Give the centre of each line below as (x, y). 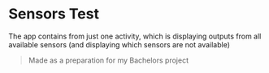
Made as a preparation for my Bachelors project (108, 60)
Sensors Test (54, 14)
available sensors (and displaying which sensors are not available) (119, 44)
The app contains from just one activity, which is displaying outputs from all (135, 36)
